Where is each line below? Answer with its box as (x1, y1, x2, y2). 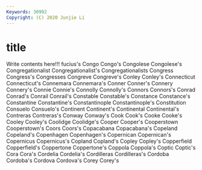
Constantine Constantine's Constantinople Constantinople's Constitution (6, 99, 186, 106)
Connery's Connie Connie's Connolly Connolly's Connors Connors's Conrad (6, 86, 196, 94)
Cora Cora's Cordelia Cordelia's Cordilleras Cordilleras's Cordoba (6, 151, 169, 158)
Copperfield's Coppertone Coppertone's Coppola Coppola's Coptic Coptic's (6, 144, 196, 151)
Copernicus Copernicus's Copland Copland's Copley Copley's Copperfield (6, 137, 192, 145)
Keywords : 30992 (6, 8, 47, 15)
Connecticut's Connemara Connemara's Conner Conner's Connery (6, 80, 173, 87)
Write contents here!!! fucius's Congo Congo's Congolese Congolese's (6, 60, 182, 68)
